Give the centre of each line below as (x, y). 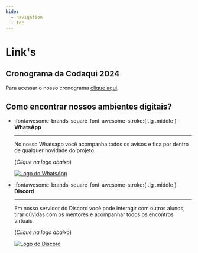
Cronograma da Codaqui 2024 (63, 74)
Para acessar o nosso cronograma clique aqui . (62, 88)
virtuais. (24, 221)
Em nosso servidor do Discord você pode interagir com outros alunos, (99, 209)
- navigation (27, 17)
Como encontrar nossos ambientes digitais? (89, 106)
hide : (12, 12)
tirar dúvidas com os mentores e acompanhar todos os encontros (94, 214)
